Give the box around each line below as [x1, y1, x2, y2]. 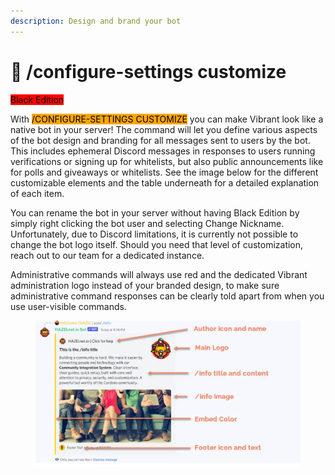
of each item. [10, 187, 65, 199]
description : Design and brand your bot [10, 16, 182, 26]
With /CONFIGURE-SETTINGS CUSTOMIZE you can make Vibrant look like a [10, 113, 324, 125]
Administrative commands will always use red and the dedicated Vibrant [10, 268, 308, 280]
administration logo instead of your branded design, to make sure [10, 279, 280, 291]
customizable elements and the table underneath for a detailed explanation [10, 176, 320, 189]
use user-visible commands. [10, 300, 127, 312]
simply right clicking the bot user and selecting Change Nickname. [10, 217, 285, 229]
